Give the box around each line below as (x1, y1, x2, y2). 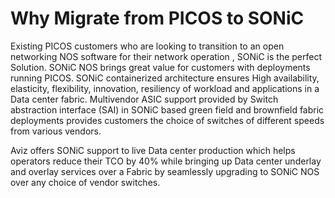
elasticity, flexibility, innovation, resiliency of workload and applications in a (10, 82, 320, 94)
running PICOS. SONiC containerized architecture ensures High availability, (10, 72, 320, 84)
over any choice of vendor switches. (10, 176, 161, 188)
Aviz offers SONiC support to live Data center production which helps (10, 144, 296, 156)
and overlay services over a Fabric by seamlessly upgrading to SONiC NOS (10, 165, 320, 177)
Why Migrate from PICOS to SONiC (10, 7, 305, 30)
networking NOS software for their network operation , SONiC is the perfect (10, 50, 323, 62)
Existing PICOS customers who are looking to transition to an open (10, 40, 285, 52)
